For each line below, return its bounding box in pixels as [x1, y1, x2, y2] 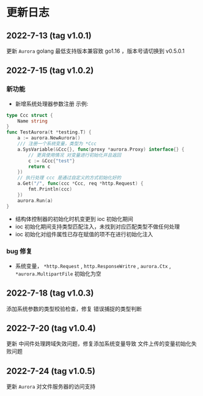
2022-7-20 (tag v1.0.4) [6, 323, 96, 334]
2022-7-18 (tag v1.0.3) [6, 288, 94, 299]
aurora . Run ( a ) [17, 197, 53, 204]
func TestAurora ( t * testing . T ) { [6, 129, 92, 135]
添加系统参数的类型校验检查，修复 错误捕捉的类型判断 [6, 305, 142, 312]
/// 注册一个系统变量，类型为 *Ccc [17, 141, 97, 147]
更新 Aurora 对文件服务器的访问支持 [6, 383, 96, 390]
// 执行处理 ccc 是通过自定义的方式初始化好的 [17, 175, 121, 181]
